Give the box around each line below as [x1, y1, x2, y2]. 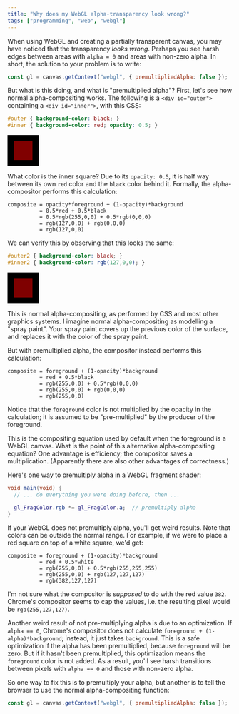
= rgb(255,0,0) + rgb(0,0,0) [39, 386, 126, 393]
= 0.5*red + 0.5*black [39, 208, 107, 215]
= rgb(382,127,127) [39, 578, 98, 585]
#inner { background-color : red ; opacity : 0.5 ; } [7, 122, 158, 129]
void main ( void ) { [7, 484, 62, 491]
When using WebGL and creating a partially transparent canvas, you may [7, 36, 223, 45]
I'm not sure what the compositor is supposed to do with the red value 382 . [7, 590, 227, 598]
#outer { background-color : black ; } [7, 115, 120, 122]
